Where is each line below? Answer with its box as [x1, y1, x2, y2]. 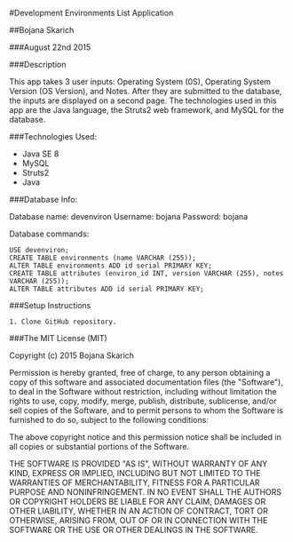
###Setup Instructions [9, 300, 91, 310]
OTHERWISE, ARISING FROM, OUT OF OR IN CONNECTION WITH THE [9, 515, 268, 525]
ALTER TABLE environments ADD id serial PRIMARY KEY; [9, 261, 213, 270]
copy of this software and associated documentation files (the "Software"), [9, 377, 284, 387]
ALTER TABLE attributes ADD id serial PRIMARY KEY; [9, 284, 204, 293]
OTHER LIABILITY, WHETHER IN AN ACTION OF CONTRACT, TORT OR [9, 506, 268, 516]
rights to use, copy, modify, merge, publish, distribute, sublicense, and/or [9, 395, 277, 406]
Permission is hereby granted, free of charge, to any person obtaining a [9, 368, 271, 378]
